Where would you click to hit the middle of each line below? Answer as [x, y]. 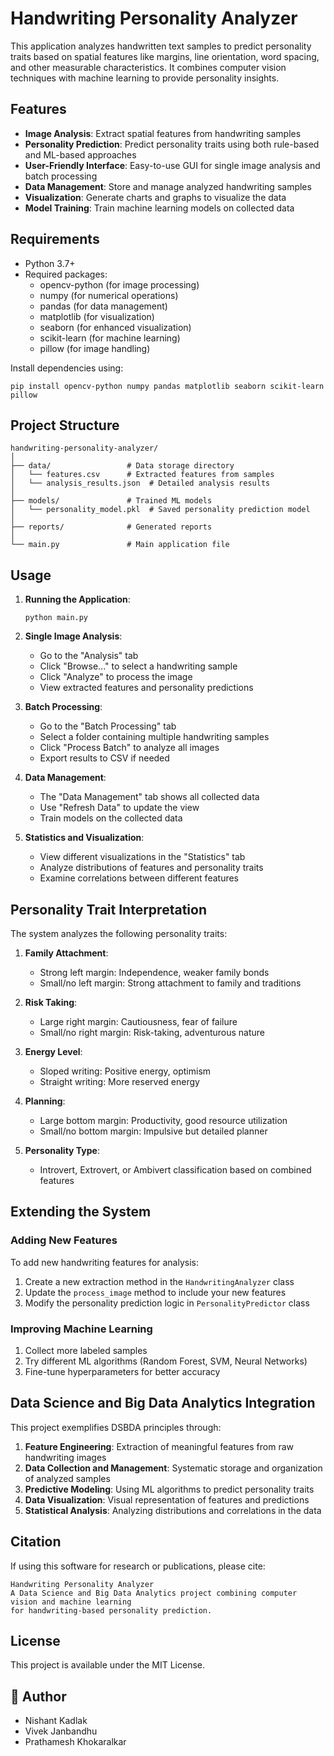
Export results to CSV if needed [104, 758]
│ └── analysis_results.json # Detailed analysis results [140, 483]
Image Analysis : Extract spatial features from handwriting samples [163, 133]
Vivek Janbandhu [61, 1731]
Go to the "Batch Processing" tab [108, 726]
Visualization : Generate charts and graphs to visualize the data [155, 197]
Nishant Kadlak [56, 1721]
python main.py [56, 618]
